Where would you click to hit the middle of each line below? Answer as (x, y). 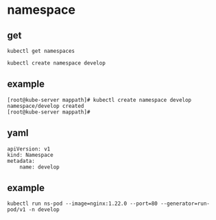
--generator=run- (185, 204)
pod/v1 (16, 210)
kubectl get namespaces (41, 51)
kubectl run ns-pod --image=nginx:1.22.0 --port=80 (82, 204)
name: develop (39, 167)
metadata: (21, 161)
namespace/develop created (46, 106)
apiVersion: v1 (29, 149)
